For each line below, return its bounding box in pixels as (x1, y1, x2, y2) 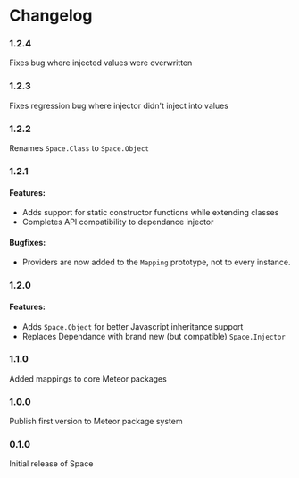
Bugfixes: (9, 237, 46, 247)
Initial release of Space (9, 458, 94, 469)
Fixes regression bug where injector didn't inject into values (9, 100, 229, 111)
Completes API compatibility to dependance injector (21, 216, 214, 228)
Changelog (9, 5, 93, 26)
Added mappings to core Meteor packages (9, 373, 167, 384)
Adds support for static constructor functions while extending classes (21, 207, 279, 218)
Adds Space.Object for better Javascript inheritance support (21, 321, 244, 331)
